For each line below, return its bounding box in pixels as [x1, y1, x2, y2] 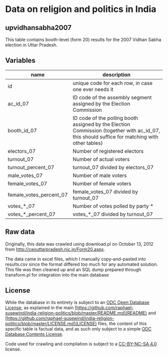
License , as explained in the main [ [5, 305, 76, 311]
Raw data [5, 228, 35, 236]
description [102, 71, 131, 78]
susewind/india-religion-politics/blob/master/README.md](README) [5, 310, 147, 316]
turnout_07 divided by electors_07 [72, 164, 154, 171]
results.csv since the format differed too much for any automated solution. [5, 261, 158, 267]
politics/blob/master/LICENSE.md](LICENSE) [5, 321, 97, 327]
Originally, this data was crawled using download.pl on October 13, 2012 [5, 241, 153, 247]
